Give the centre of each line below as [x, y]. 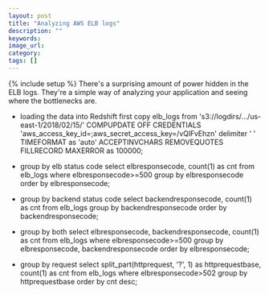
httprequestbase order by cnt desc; [79, 281]
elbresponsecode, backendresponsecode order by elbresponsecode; [135, 248]
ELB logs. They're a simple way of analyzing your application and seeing [128, 92]
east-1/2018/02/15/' [52, 125]
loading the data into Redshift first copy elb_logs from [109, 116]
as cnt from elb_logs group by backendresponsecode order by [123, 207]
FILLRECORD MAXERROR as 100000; [82, 151]
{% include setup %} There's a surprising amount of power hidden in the [128, 83]
